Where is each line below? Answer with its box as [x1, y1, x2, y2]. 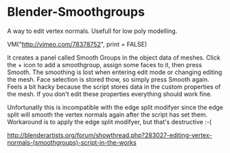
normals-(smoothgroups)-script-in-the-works [7, 138, 137, 146]
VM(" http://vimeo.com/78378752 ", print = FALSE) [7, 40, 148, 48]
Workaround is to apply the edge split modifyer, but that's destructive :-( [7, 117, 212, 126]
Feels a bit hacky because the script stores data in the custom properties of [7, 82, 221, 91]
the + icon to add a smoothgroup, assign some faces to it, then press [7, 60, 203, 69]
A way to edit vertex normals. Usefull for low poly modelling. [7, 27, 178, 35]
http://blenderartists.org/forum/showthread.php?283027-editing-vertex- [7, 131, 212, 139]
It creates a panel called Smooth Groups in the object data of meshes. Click [7, 53, 221, 62]
